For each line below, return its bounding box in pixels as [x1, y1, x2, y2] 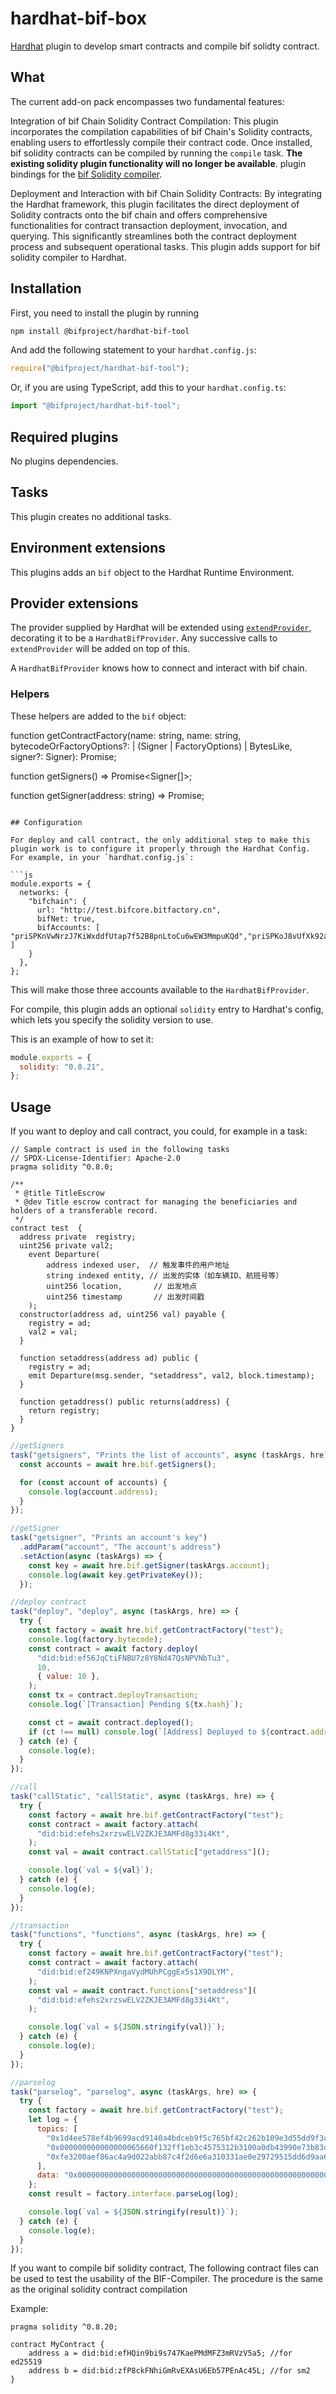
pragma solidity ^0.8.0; [10, 1162, 114, 1172]
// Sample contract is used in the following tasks [10, 1145, 230, 1155]
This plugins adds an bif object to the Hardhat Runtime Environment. [10, 566, 295, 578]
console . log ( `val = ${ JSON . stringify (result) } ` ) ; [28, 2207, 240, 2217]
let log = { [28, 2115, 78, 2125]
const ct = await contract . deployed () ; [28, 1717, 195, 1727]
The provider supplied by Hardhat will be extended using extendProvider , [10, 622, 312, 634]
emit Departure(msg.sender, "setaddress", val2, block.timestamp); [28, 1371, 315, 1381]
